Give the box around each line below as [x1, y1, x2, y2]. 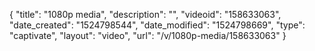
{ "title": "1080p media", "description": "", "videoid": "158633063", [9, 9, 282, 20]
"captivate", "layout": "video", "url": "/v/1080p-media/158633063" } [9, 30, 287, 41]
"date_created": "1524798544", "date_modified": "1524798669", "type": [9, 19, 306, 31]
